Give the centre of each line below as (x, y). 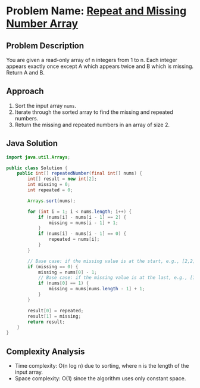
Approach (25, 91)
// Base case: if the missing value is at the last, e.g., (112, 278)
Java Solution (32, 143)
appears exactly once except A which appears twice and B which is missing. (100, 66)
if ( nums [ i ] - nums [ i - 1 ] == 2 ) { (82, 217)
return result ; (46, 322)
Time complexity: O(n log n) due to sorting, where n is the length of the (102, 365)
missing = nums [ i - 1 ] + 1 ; (83, 223)
